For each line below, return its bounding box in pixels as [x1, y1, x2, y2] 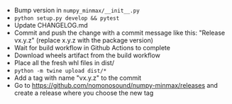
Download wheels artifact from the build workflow [13, 51, 161, 59]
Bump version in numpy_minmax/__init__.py [13, 6, 140, 14]
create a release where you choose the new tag [13, 88, 154, 97]
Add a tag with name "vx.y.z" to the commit [13, 74, 142, 82]
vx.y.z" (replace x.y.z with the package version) [13, 36, 154, 45]
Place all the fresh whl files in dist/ [13, 59, 115, 67]
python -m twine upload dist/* [13, 67, 107, 74]
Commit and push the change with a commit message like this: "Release [13, 28, 226, 37]
